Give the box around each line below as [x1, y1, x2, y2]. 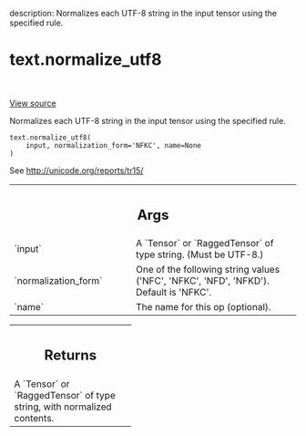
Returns [44, 347, 97, 364]
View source [9, 98, 56, 109]
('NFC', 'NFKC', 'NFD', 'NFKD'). [136, 275, 270, 287]
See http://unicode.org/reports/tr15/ [9, 164, 144, 176]
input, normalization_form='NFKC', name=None [25, 140, 202, 150]
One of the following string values [136, 264, 280, 276]
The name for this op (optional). [136, 301, 271, 314]
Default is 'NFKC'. [136, 286, 212, 299]
